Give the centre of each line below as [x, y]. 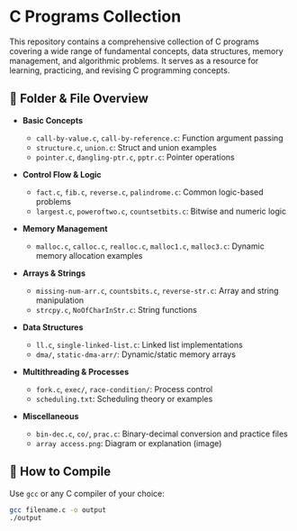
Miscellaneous [50, 416]
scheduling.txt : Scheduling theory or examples [124, 398]
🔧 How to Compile [60, 472]
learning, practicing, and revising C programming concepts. [120, 70]
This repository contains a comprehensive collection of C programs [134, 41]
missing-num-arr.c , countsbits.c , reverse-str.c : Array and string [157, 290]
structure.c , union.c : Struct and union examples [126, 147]
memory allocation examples [89, 255]
